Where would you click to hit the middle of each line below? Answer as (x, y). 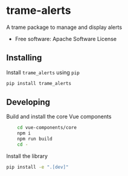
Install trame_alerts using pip (43, 72)
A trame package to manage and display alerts (64, 27)
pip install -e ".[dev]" (37, 167)
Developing (28, 102)
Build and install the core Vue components (59, 117)
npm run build (35, 139)
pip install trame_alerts (39, 83)
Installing (24, 58)
